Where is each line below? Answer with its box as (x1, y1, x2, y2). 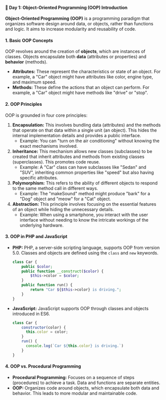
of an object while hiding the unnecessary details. (12, 206, 114, 212)
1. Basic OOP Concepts (5, 37, 54, 43)
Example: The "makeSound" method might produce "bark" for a (19, 190, 150, 196)
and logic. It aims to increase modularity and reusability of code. (5, 26, 136, 32)
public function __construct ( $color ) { (21, 269, 104, 274)
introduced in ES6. (12, 311, 51, 317)
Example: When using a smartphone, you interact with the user (19, 212, 149, 218)
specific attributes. (19, 174, 58, 180)
